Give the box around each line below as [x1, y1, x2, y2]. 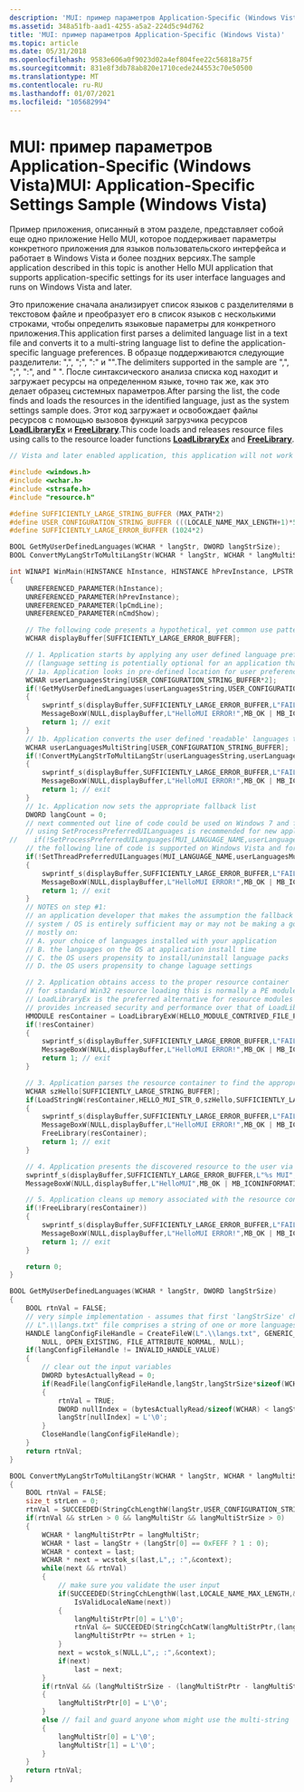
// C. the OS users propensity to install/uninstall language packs [25, 953, 290, 962]
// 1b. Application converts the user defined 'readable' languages [25, 734, 290, 743]
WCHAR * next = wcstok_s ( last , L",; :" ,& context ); [42, 1556, 233, 1565]
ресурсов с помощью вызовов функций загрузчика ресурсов [9, 415, 248, 425]
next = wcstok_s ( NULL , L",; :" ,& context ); [57, 1648, 217, 1657]
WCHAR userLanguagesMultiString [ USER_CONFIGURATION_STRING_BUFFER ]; [25, 743, 290, 752]
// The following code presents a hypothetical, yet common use [25, 625, 273, 634]
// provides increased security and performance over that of [25, 1003, 265, 1012]
